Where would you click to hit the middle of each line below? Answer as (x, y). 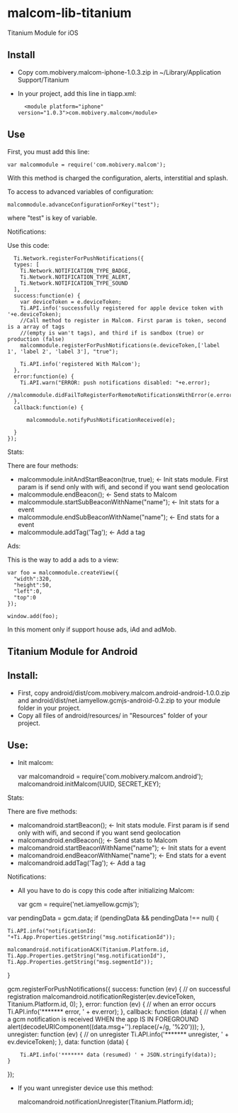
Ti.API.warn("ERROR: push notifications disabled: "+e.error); (115, 382)
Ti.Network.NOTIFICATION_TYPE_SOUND (74, 283)
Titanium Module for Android (73, 651)
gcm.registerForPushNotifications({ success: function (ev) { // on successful (119, 989)
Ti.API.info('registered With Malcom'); (80, 364)
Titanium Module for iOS (43, 33)
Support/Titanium (43, 80)
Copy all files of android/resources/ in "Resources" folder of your (112, 715)
